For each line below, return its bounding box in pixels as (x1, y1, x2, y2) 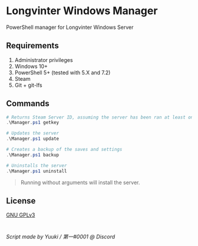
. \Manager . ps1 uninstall (6, 168, 67, 174)
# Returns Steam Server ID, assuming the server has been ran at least (6, 114, 186, 120)
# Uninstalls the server (6, 162, 67, 169)
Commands (6, 99, 50, 109)
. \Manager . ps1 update (6, 136, 60, 142)
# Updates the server (6, 130, 60, 136)
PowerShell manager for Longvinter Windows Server (6, 24, 134, 31)
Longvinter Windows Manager (6, 4, 158, 18)
